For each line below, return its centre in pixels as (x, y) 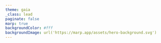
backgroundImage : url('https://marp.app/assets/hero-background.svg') (81, 33)
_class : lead (19, 14)
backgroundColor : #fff (29, 28)
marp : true (17, 23)
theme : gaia (18, 10)
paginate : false (22, 19)
